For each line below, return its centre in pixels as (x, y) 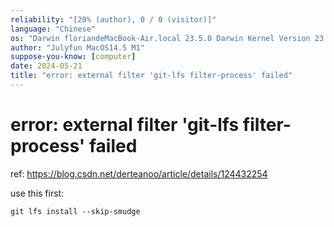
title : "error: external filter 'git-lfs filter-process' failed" (151, 76)
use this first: (37, 193)
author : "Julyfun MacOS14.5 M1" (77, 47)
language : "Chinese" (53, 29)
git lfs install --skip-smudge (75, 211)
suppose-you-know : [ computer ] (73, 57)
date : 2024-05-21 (46, 66)
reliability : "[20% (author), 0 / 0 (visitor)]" (113, 19)
